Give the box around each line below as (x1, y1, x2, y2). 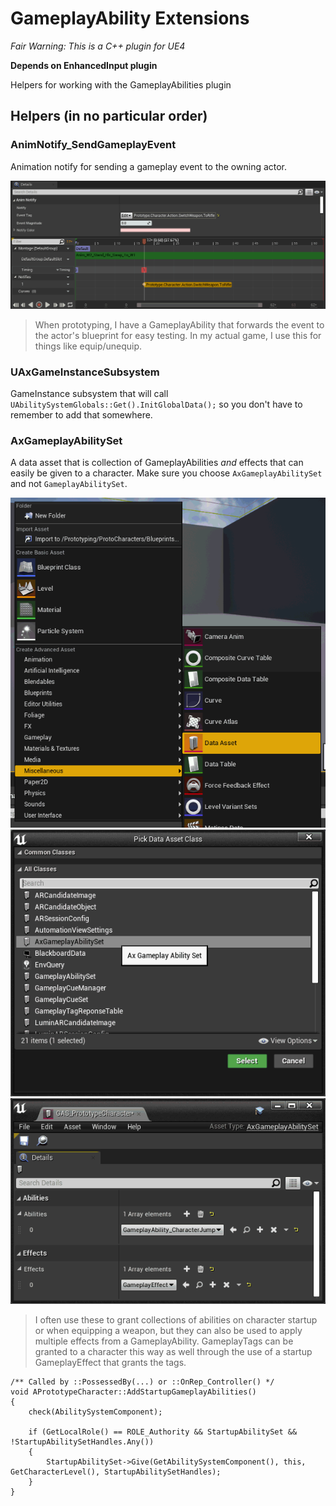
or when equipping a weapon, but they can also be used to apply (34, 1325, 303, 1337)
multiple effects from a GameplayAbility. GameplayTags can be (34, 1335, 294, 1347)
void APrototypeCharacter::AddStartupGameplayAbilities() (10, 1387, 257, 1397)
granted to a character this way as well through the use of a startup (34, 1346, 313, 1358)
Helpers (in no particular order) (10, 108, 208, 125)
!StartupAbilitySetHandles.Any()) (10, 1437, 155, 1447)
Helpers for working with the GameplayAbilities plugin (10, 78, 232, 91)
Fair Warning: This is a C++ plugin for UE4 (10, 40, 186, 52)
